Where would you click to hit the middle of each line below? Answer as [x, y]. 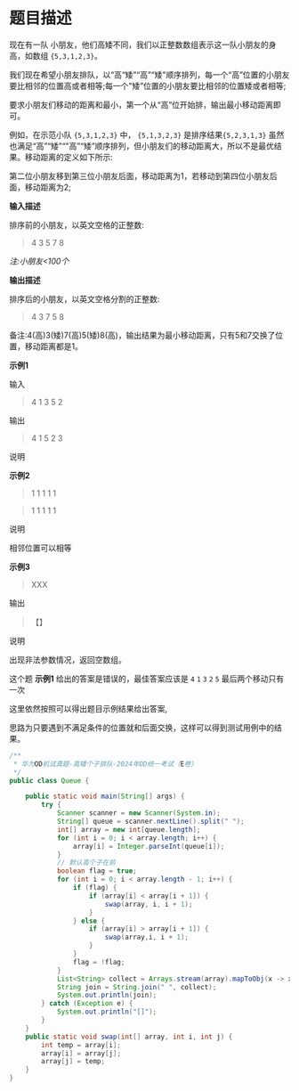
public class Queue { [49, 780]
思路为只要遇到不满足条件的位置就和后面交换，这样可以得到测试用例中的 [141, 728]
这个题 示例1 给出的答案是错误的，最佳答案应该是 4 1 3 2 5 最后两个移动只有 [147, 679]
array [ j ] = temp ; [73, 1062]
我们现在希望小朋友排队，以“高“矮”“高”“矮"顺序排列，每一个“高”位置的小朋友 [149, 74]
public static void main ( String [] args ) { [105, 797]
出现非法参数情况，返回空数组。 [68, 659]
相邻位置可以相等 [40, 548]
